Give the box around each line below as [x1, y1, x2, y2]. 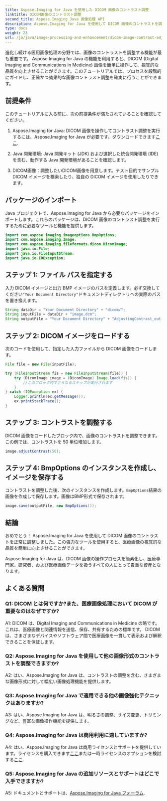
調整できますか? [20, 660, 59, 667]
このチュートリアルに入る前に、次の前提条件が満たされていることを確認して [5, 111, 162, 117]
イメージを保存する [5, 473, 64, 481]
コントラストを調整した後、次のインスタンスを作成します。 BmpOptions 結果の [5, 487, 162, 493]
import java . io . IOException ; [5, 255, 66, 261]
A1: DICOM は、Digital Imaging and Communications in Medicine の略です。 [5, 620, 160, 626]
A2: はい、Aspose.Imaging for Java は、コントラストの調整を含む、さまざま [5, 672, 162, 678]
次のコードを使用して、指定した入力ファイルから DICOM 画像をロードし [5, 346, 153, 351]
